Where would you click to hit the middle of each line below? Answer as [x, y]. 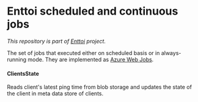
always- [171, 53]
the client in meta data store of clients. [55, 93]
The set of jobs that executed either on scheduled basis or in [83, 53]
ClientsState [23, 73]
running [17, 59]
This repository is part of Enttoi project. [57, 41]
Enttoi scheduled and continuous [93, 11]
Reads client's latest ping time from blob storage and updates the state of [99, 87]
